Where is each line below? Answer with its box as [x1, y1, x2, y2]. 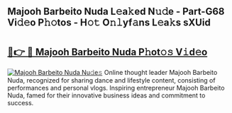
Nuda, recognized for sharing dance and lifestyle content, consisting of [7, 76, 216, 84]
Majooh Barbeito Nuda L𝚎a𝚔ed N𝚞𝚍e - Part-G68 [7, 6, 225, 18]
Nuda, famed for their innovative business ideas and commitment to [7, 91, 206, 100]
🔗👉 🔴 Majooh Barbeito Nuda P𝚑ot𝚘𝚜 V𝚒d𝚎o [7, 46, 208, 58]
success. [7, 99, 34, 107]
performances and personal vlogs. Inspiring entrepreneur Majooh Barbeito [7, 84, 225, 92]
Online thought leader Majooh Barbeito [104, 69, 218, 76]
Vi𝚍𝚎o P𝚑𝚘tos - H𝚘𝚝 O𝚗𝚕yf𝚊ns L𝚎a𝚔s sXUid [7, 17, 211, 29]
